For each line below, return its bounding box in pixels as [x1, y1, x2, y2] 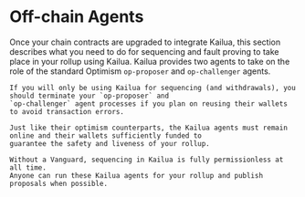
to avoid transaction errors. [9, 107, 125, 116]
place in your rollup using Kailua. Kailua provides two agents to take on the [9, 56, 290, 67]
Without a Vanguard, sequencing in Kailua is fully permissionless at [9, 155, 284, 164]
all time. [9, 162, 47, 172]
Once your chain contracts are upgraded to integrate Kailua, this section [9, 36, 281, 47]
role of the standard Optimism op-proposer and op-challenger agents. [9, 66, 271, 77]
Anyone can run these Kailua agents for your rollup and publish [9, 171, 263, 180]
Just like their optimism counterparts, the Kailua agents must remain [9, 123, 288, 132]
